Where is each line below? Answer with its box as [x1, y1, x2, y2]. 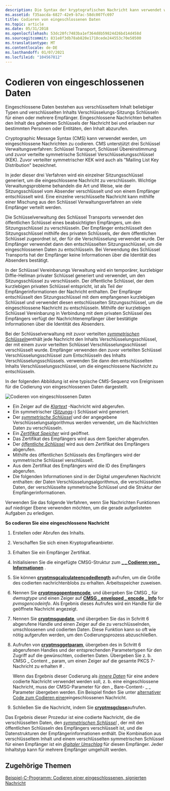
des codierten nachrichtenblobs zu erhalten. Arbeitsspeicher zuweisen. [12, 580, 162, 586]
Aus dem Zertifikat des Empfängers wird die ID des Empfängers [12, 462, 146, 469]
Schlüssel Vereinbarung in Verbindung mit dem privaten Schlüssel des [5, 310, 152, 316]
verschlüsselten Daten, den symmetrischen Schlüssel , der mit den [5, 720, 144, 726]
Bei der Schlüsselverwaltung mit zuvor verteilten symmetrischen [5, 331, 140, 337]
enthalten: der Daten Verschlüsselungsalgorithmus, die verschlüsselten [12, 479, 161, 485]
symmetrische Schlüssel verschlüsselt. [12, 457, 94, 463]
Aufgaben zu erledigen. [5, 510, 55, 516]
